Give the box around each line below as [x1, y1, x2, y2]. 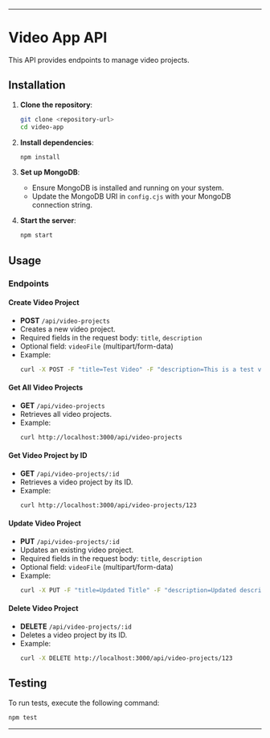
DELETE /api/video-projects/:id [19, 621, 133, 632]
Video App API [8, 29, 108, 47]
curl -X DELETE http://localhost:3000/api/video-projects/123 [19, 654, 233, 662]
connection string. [31, 200, 92, 210]
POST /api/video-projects [19, 315, 111, 325]
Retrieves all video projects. [19, 409, 112, 418]
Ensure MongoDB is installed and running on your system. [31, 183, 224, 193]
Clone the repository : [19, 100, 93, 109]
